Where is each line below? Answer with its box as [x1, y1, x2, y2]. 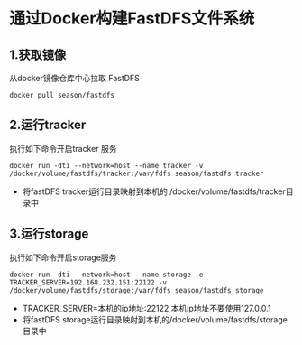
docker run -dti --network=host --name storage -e [9, 270, 204, 279]
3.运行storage [9, 227, 89, 242]
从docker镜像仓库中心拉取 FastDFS [9, 73, 140, 83]
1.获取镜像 [9, 47, 67, 62]
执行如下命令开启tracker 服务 [9, 143, 117, 154]
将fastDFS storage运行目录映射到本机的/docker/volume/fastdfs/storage [22, 313, 288, 325]
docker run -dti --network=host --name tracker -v [9, 161, 204, 170]
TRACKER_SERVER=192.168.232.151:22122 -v [9, 277, 168, 287]
